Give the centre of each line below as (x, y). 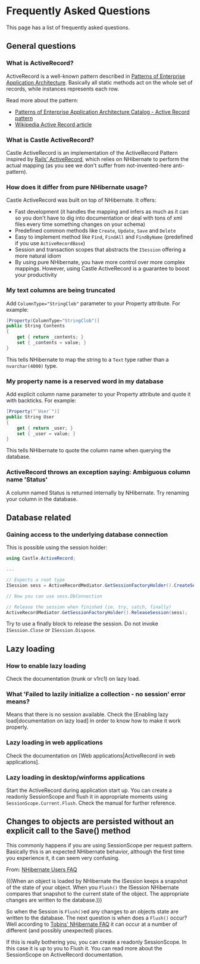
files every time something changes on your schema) (80, 224)
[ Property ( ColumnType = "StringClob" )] (53, 320)
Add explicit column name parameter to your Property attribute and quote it (99, 395)
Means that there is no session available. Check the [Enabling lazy (87, 715)
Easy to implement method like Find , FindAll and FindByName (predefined (104, 237)
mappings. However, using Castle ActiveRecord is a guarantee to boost (102, 268)
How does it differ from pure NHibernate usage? (77, 187)
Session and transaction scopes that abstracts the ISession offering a (100, 250)
